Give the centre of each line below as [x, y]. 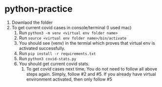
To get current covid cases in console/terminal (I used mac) [71, 27]
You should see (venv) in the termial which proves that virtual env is [87, 43]
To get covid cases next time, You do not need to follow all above [91, 69]
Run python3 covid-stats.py [48, 58]
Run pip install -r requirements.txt [57, 53]
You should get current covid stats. [54, 64]
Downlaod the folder [32, 22]
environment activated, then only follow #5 [69, 79]
